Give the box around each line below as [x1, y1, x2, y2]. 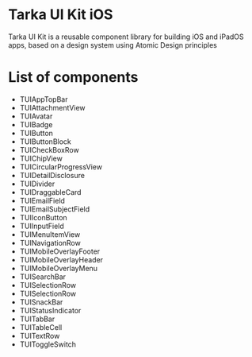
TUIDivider [19, 179, 55, 188]
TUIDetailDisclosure [19, 170, 86, 180]
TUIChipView [19, 153, 63, 163]
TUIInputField [19, 221, 65, 231]
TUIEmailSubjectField [19, 204, 90, 214]
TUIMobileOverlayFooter [19, 246, 101, 256]
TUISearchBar [19, 272, 66, 281]
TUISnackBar [19, 297, 63, 307]
